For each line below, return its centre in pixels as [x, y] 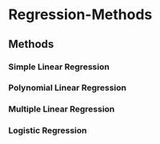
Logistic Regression [48, 130]
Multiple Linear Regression [62, 109]
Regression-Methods [80, 15]
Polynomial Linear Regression [67, 88]
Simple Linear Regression [59, 67]
